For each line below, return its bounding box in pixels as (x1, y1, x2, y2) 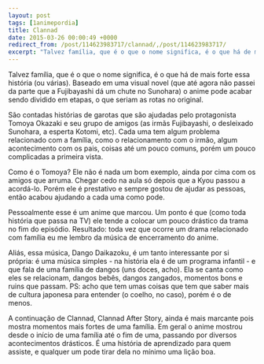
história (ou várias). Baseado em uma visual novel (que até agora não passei (8, 78, 255, 87)
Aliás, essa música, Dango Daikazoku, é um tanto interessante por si (8, 248, 229, 257)
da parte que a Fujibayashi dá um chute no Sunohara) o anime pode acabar (8, 87, 252, 95)
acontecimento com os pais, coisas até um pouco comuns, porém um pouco (8, 143, 256, 153)
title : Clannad (8, 26, 58, 34)
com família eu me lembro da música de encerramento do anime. (8, 233, 219, 242)
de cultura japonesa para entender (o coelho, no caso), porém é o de (8, 290, 232, 299)
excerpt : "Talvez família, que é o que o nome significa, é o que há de (8, 48, 251, 56)
